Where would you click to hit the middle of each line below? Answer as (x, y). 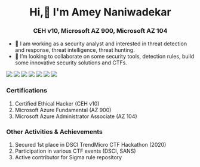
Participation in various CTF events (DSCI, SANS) (75, 151)
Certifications (27, 91)
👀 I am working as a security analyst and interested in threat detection (101, 44)
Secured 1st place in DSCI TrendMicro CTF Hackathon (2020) (90, 145)
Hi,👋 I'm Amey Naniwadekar (100, 12)
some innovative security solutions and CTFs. (71, 63)
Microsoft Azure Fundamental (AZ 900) (63, 110)
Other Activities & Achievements (54, 132)
